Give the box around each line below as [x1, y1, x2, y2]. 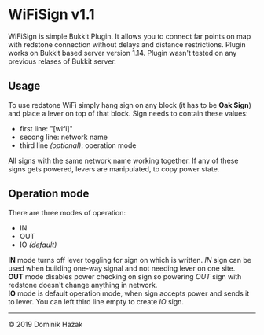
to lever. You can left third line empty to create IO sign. [8, 296, 185, 306]
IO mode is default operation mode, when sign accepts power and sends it [8, 289, 250, 298]
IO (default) [19, 240, 57, 249]
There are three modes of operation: [8, 208, 126, 217]
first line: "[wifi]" [19, 123, 73, 133]
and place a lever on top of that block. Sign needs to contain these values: [8, 109, 248, 118]
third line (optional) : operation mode [19, 140, 137, 150]
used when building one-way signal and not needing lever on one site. [8, 263, 236, 273]
